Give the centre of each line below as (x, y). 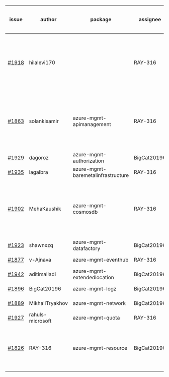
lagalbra (38, 172)
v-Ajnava (40, 260)
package (101, 19)
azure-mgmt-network (99, 303)
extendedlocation (93, 277)
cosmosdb (85, 212)
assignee (150, 19)
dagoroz (39, 158)
